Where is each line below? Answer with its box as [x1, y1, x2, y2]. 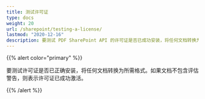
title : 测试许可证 [6, 9, 49, 15]
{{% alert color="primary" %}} [6, 54, 83, 61]
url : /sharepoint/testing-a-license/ [6, 26, 103, 32]
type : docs [6, 15, 34, 21]
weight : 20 [6, 20, 34, 26]
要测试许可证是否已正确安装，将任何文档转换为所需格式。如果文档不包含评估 [6, 67, 199, 74]
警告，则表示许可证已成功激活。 [6, 75, 87, 81]
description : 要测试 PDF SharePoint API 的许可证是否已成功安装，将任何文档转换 [6, 37, 196, 43]
